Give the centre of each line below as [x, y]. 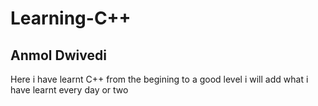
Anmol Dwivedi [58, 55]
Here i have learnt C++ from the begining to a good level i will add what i [159, 79]
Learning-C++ [71, 18]
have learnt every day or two [69, 90]
